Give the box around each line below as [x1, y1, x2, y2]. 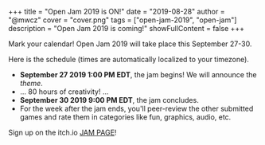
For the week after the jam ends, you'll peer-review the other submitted [19, 104, 254, 113]
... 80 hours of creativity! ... [19, 87, 109, 96]
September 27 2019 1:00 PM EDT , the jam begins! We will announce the [19, 70, 257, 79]
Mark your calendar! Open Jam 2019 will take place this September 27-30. [8, 39, 252, 49]
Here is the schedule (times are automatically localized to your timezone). [8, 55, 249, 64]
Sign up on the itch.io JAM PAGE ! [8, 127, 117, 137]
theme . [19, 79, 44, 88]
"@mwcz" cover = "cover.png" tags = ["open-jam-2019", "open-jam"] [8, 15, 237, 25]
